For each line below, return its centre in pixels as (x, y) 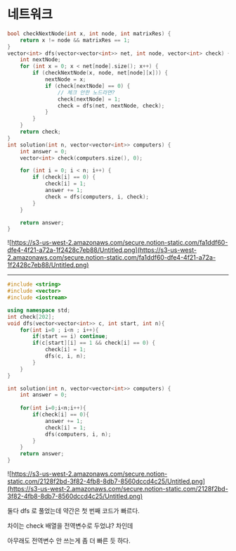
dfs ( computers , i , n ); (78, 434)
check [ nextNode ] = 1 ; (89, 99)
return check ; (40, 132)
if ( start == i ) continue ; (71, 336)
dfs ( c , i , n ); (65, 356)
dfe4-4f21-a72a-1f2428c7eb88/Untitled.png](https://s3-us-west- (102, 250)
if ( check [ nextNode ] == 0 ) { (87, 86)
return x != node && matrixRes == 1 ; (75, 40)
